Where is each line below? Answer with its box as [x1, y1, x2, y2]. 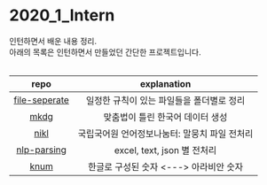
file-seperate [13, 94, 69, 106]
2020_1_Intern [9, 5, 115, 26]
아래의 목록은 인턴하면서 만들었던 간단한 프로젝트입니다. [9, 46, 201, 58]
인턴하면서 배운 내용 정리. [9, 35, 98, 46]
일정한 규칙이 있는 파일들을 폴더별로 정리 [85, 94, 246, 106]
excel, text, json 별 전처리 [114, 143, 217, 156]
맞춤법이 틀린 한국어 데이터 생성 [103, 111, 228, 123]
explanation [139, 77, 192, 89]
